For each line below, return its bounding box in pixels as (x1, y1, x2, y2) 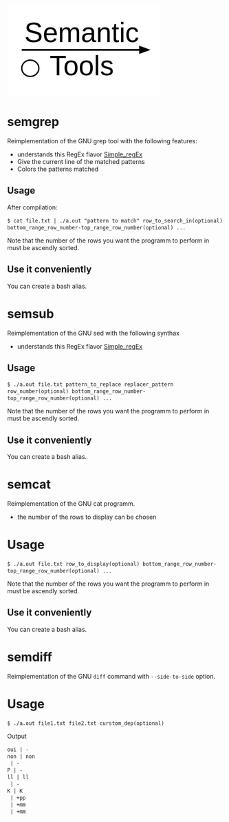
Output (7, 732, 27, 740)
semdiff (7, 650, 53, 665)
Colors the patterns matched (17, 165, 99, 173)
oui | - (7, 746, 30, 753)
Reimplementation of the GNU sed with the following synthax (7, 329, 180, 337)
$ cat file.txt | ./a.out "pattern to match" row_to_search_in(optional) (7, 217, 223, 224)
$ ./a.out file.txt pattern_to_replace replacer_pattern (7, 381, 174, 388)
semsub (7, 306, 54, 322)
